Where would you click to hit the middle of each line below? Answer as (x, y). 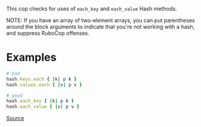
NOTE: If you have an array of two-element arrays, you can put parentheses (101, 20)
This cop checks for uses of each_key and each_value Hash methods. (92, 9)
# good (14, 96)
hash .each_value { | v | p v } (43, 107)
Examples (31, 57)
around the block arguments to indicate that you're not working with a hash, (101, 27)
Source (15, 118)
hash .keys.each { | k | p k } (42, 79)
